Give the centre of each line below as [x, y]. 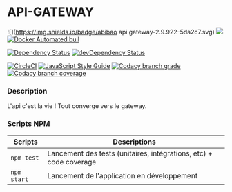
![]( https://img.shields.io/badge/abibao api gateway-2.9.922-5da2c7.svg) [111, 32]
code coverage [72, 162]
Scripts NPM [29, 124]
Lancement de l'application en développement [123, 175]
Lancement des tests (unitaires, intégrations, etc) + [130, 153]
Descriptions [135, 142]
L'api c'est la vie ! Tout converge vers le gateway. [77, 106]
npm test [25, 158]
